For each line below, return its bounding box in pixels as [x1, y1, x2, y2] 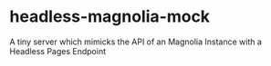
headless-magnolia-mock [9, 6, 211, 27]
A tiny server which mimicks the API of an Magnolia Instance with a [9, 36, 263, 47]
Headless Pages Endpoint [9, 45, 107, 56]
